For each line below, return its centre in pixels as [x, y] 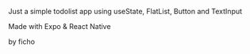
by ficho [22, 41]
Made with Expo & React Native [60, 26]
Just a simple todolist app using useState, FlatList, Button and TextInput [125, 11]
